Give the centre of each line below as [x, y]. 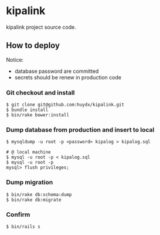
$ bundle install [27, 110]
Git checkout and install [40, 92]
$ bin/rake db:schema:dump [39, 194]
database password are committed [57, 71]
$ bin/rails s [23, 226]
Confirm [18, 214]
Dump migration [30, 182]
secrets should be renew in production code [68, 77]
